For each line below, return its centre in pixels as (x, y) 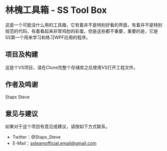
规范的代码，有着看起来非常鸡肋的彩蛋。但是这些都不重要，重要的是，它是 (82, 31)
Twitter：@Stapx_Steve (36, 137)
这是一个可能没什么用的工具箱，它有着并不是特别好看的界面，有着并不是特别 (84, 25)
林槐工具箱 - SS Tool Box (56, 10)
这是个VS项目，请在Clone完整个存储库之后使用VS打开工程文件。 (72, 67)
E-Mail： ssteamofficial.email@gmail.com (54, 143)
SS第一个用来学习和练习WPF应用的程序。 (48, 37)
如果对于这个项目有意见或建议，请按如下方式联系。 (58, 127)
